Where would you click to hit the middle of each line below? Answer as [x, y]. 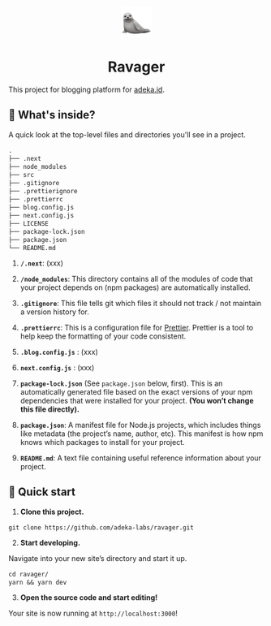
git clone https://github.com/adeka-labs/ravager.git [101, 527]
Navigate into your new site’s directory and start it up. [98, 558]
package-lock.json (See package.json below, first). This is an [121, 383]
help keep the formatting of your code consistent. [103, 336]
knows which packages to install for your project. [102, 442]
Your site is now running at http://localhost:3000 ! [93, 613]
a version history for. [54, 312]
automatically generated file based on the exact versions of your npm [136, 391]
